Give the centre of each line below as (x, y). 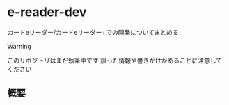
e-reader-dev (47, 12)
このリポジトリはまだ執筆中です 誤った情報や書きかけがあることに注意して (115, 60)
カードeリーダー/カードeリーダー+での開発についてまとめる (93, 32)
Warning (19, 46)
